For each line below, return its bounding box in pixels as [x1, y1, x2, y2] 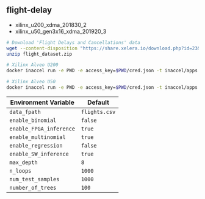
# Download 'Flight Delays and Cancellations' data [6, 39, 140, 45]
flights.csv [81, 108, 116, 115]
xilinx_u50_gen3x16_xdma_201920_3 [15, 28, 107, 35]
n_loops [9, 167, 32, 174]
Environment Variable [10, 98, 74, 107]
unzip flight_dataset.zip [6, 51, 72, 57]
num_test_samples [9, 176, 60, 182]
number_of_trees [9, 184, 57, 191]
